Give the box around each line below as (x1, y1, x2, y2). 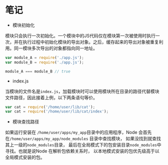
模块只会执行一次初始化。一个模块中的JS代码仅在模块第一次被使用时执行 (5, 32, 155, 38)
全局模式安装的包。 (5, 154, 45, 160)
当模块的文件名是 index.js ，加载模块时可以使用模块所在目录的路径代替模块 (5, 88, 159, 94)
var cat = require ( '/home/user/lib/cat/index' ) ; (5, 109, 109, 114)
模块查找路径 (12, 118, 39, 125)
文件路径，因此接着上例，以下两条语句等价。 (5, 94, 98, 100)
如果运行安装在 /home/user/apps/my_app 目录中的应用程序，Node (5, 129, 138, 135)
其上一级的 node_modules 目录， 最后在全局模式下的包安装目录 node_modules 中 (5, 142, 161, 148)
